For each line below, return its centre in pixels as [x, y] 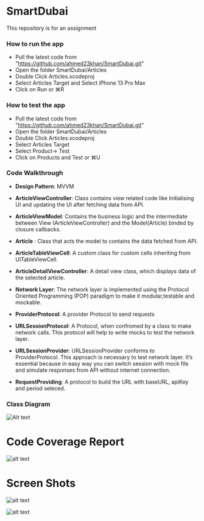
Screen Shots [41, 484]
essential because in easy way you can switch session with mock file [102, 363]
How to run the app [35, 44]
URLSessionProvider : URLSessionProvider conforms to [85, 351]
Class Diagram [28, 404]
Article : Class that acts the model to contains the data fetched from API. [106, 241]
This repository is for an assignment [51, 28]
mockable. [28, 302]
